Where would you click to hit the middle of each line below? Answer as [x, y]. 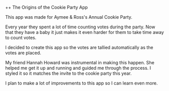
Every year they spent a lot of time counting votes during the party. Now [80, 27]
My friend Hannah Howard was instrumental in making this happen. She [80, 62]
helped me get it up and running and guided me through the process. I [78, 68]
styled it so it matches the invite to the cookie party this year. [69, 73]
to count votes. [21, 38]
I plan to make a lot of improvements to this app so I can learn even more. [81, 83]
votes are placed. [23, 53]
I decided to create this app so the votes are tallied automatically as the [79, 47]
